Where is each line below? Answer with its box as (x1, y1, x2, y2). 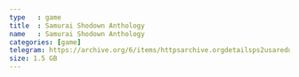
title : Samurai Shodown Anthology (9, 21, 145, 30)
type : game (9, 12, 62, 22)
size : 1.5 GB (9, 54, 58, 63)
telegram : (9, 46, 46, 55)
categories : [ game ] (9, 37, 82, 47)
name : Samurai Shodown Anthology (9, 29, 145, 38)
